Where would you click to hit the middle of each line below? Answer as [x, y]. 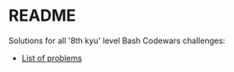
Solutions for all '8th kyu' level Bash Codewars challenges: [117, 40]
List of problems [52, 58]
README [42, 16]
